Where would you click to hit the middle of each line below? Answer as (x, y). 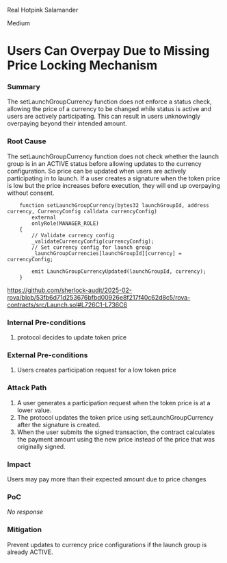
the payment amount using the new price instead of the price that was (116, 439)
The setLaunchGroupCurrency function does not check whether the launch (113, 156)
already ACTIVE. (30, 552)
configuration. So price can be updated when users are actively (97, 171)
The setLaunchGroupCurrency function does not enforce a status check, (109, 101)
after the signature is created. (58, 424)
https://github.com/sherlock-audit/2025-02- (69, 290)
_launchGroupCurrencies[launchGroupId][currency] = (107, 253)
